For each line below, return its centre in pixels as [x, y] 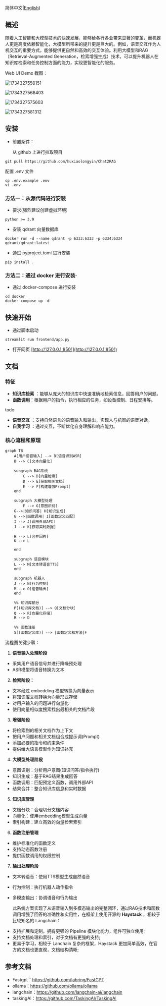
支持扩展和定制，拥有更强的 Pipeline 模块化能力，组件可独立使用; [79, 931]
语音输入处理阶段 [30, 653]
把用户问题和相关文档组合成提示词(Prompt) [56, 737]
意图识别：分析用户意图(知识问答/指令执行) [56, 770]
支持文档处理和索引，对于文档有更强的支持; [56, 937]
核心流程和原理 [23, 440]
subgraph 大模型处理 [33, 501]
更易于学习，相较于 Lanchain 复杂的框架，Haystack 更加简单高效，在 [83, 944]
